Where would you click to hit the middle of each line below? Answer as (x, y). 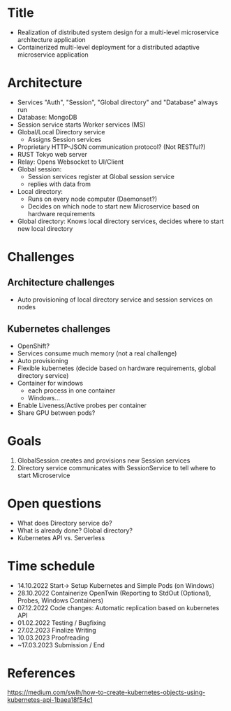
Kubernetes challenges (59, 329)
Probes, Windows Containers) (60, 600)
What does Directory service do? (65, 523)
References (41, 673)
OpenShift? (33, 346)
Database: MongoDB (47, 117)
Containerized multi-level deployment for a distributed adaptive (109, 47)
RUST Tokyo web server (52, 154)
